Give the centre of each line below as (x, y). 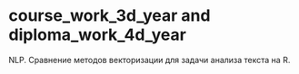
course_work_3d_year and (110, 16)
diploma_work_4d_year (98, 35)
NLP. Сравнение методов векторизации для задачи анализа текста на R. (149, 60)
